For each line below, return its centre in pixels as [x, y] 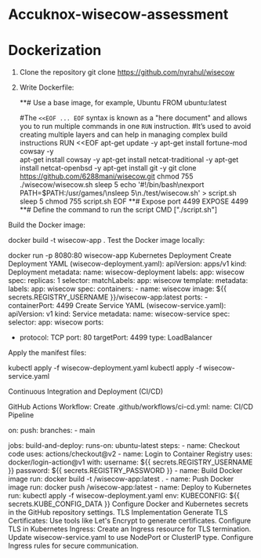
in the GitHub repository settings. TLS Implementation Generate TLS [118, 512]
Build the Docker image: [47, 225]
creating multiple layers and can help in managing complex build [123, 134]
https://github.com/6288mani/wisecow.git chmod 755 [106, 176]
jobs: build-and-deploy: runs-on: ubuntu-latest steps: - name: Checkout [124, 446]
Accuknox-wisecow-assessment [118, 15]
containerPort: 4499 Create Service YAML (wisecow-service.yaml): [117, 306]
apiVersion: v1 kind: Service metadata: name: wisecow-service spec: [119, 314]
